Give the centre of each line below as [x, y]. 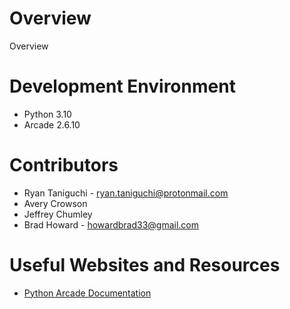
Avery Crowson [55, 203]
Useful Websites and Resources [145, 265]
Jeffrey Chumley [58, 214]
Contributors [64, 165]
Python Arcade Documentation [87, 293]
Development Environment [122, 86]
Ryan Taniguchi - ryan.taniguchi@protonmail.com [126, 193]
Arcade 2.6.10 [52, 124]
